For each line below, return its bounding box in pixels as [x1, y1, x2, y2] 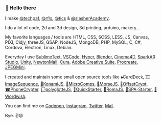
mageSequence [5, 81, 38, 87]
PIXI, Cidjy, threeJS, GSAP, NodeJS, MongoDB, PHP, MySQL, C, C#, [5, 39, 142, 45]
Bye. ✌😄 [5, 113, 23, 119]
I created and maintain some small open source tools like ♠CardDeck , [5, 74, 144, 80]
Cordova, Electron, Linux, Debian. [5, 45, 73, 51]
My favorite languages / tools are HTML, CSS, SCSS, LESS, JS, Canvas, [5, 34, 149, 40]
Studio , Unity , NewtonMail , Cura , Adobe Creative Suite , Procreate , [5, 59, 139, 65]
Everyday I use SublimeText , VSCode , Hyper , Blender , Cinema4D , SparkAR [5, 54, 156, 60]
